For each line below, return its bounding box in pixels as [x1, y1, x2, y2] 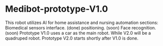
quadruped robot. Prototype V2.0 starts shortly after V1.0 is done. [5, 35, 139, 41]
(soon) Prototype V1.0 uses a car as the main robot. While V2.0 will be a [5, 30, 151, 36]
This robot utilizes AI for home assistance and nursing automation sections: [5, 20, 159, 25]
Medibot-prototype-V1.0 [5, 3, 108, 15]
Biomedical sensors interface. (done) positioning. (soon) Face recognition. [5, 24, 157, 30]
